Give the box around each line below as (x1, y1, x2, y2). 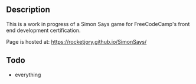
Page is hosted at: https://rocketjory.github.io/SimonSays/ (6, 38, 147, 45)
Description (6, 5, 50, 15)
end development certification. (6, 27, 81, 34)
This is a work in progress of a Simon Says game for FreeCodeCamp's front (6, 20, 190, 27)
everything (14, 71, 41, 78)
